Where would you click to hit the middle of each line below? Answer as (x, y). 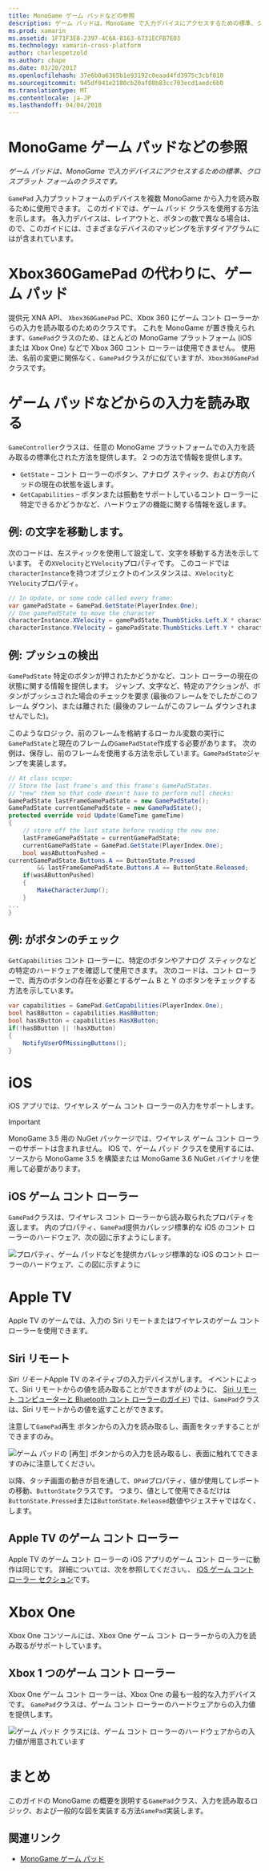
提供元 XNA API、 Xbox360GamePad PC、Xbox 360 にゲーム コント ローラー (130, 317)
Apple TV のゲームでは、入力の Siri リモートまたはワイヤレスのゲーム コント (134, 1320)
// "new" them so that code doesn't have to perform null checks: (121, 793)
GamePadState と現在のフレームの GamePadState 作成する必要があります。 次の (132, 742)
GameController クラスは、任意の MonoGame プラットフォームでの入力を (128, 447)
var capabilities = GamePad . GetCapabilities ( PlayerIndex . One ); (116, 1006)
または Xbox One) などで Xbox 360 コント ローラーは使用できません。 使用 (132, 348)
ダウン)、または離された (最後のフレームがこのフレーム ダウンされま (144, 706)
